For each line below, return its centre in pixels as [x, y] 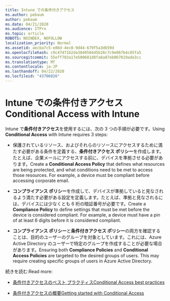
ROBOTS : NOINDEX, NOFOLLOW [34, 39]
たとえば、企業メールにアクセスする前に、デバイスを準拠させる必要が [86, 158]
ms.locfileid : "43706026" [32, 76]
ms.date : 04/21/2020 [27, 24]
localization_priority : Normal [38, 43]
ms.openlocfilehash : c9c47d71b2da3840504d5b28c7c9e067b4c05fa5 [73, 52]
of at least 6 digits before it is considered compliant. [67, 220]
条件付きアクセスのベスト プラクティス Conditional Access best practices [89, 282]
